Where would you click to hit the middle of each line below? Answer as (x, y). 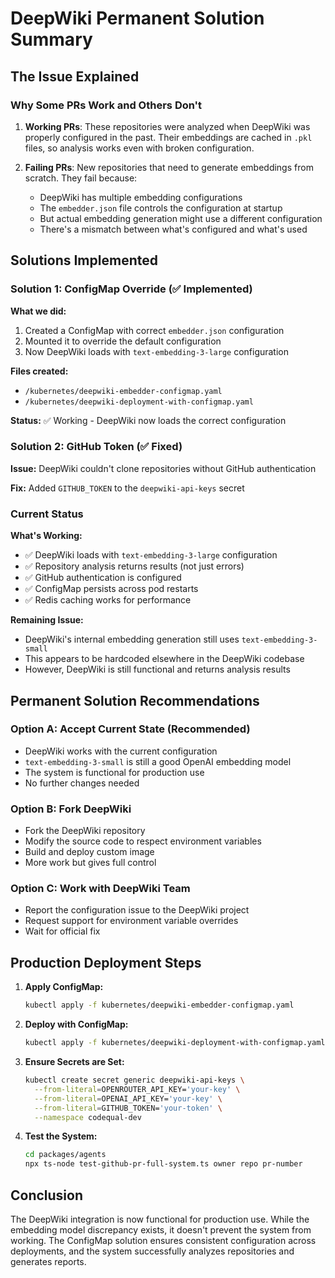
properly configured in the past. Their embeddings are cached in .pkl (168, 137)
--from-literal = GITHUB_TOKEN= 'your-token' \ (128, 1108)
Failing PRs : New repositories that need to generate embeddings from (169, 167)
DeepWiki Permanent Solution (137, 18)
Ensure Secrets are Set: (74, 1061)
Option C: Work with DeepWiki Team (100, 889)
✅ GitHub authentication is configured (103, 578)
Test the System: (61, 1136)
